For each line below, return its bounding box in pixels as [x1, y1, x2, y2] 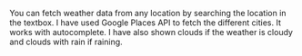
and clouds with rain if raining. [9, 36, 123, 47]
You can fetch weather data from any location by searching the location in [9, 8, 287, 18]
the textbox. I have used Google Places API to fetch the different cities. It [9, 17, 282, 28]
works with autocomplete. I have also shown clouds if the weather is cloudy [9, 27, 294, 37]
